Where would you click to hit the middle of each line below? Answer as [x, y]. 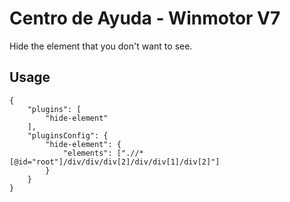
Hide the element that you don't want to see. [101, 46]
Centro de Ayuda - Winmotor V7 [145, 18]
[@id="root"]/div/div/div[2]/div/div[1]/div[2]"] [115, 162]
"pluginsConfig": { [68, 135]
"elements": [87, 153]
